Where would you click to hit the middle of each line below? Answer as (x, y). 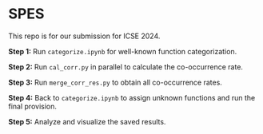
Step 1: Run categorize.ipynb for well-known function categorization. (123, 51)
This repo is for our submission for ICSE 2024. (84, 36)
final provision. (33, 106)
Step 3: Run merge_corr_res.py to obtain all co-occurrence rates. (115, 82)
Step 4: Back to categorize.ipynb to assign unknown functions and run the (132, 97)
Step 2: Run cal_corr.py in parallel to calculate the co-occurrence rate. (126, 67)
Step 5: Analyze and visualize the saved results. (87, 121)
